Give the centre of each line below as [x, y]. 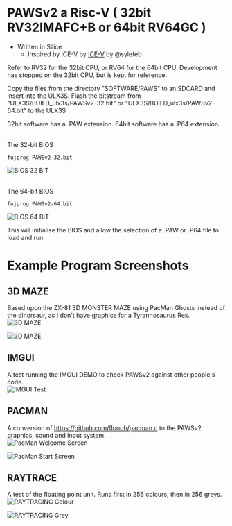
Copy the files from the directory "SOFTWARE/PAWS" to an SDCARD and [111, 88]
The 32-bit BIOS [30, 144]
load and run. [26, 237]
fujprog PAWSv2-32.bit [40, 158]
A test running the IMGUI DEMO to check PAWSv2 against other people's [111, 374]
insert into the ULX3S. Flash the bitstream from [74, 96]
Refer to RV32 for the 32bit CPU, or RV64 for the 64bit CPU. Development [113, 67]
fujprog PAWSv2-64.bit [40, 204]
